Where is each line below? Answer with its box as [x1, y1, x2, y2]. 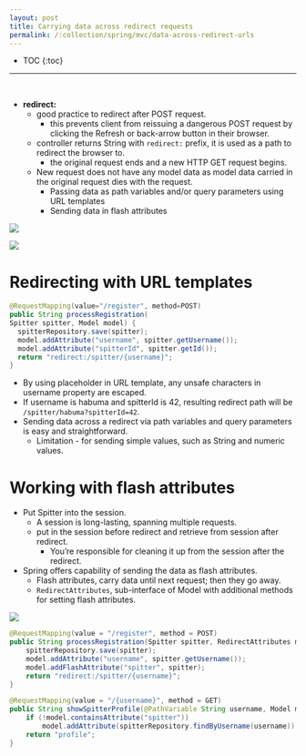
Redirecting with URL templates [9, 271, 253, 292]
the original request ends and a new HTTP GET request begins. [49, 157, 288, 169]
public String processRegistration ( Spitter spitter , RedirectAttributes [9, 638, 291, 647]
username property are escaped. [22, 387, 148, 398]
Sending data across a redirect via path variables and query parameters [22, 416, 293, 427]
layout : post [9, 13, 59, 23]
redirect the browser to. [36, 148, 126, 158]
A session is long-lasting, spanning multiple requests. [36, 516, 238, 528]
